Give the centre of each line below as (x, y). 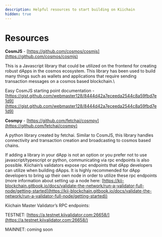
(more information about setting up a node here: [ (54, 181)
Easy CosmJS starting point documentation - (50, 91)
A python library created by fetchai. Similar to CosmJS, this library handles (79, 135)
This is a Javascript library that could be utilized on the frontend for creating (81, 66)
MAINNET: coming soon (29, 229)
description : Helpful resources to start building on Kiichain (70, 9)
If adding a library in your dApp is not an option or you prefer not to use (76, 155)
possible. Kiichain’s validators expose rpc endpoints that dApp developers (79, 165)
